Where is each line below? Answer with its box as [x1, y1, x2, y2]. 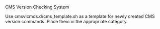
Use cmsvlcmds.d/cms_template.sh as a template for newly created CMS [5, 14, 155, 19]
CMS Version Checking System [5, 4, 70, 10]
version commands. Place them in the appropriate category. [5, 19, 128, 24]
